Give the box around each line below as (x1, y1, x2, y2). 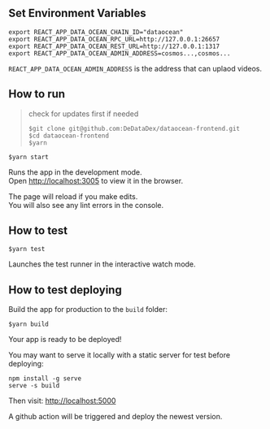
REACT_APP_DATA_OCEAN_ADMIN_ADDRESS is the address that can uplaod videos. (8, 63, 263, 73)
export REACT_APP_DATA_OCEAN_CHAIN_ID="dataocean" (8, 28, 184, 36)
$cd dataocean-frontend (28, 132, 110, 140)
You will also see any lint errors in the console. (8, 200, 164, 210)
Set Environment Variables (8, 6, 146, 20)
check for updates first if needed (28, 109, 139, 119)
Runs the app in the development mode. (8, 167, 142, 177)
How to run (8, 87, 66, 101)
